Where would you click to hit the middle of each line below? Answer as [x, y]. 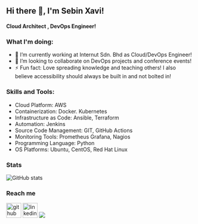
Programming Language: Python [55, 143]
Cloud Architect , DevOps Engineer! [51, 26]
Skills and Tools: [30, 92]
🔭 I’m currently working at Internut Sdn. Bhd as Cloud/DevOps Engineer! [103, 55]
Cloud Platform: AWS [41, 105]
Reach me [21, 193]
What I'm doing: [30, 41]
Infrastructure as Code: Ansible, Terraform [67, 118]
